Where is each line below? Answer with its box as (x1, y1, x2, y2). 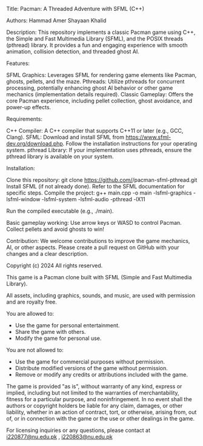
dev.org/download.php (6, 140, 64, 147)
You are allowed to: (6, 310, 55, 317)
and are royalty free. (6, 298, 58, 305)
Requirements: (6, 115, 42, 122)
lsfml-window (6, 196, 41, 202)
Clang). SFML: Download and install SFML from (6, 133, 125, 141)
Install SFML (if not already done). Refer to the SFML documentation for (6, 183, 185, 190)
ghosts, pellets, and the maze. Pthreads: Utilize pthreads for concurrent (6, 78, 185, 85)
